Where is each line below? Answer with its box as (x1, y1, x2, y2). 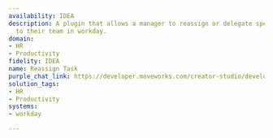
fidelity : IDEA (8, 58, 60, 66)
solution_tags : (8, 80, 60, 88)
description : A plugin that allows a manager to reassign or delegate (8, 19, 253, 28)
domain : (8, 34, 35, 43)
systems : (8, 102, 38, 110)
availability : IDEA (8, 11, 75, 20)
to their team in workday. (15, 27, 107, 35)
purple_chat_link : (8, 72, 71, 80)
